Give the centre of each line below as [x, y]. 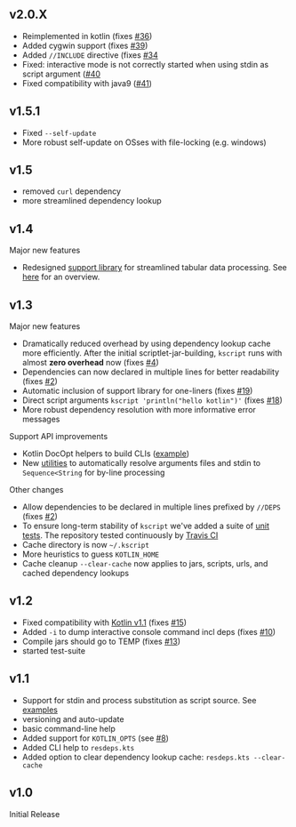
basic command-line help [68, 728]
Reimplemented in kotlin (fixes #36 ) [87, 36]
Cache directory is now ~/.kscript [85, 545]
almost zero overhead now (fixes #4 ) [91, 363]
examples [40, 710]
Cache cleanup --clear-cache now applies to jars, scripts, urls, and [145, 564]
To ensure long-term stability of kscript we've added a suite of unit [145, 526]
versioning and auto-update [73, 719]
